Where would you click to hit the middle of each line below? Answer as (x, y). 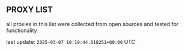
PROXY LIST (29, 10)
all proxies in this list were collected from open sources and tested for (92, 24)
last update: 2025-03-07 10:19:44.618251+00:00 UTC (71, 42)
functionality (22, 30)
